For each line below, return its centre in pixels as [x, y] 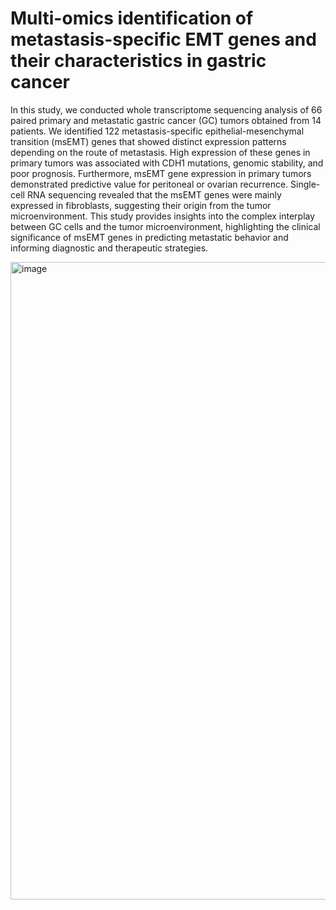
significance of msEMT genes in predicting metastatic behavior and [149, 237]
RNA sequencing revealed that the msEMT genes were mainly [154, 194]
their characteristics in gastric [138, 61]
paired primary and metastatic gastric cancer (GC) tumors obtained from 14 [166, 120]
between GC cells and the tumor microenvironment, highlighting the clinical [165, 226]
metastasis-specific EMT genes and [163, 39]
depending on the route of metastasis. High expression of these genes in [160, 152]
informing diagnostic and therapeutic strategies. [109, 248]
